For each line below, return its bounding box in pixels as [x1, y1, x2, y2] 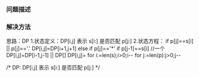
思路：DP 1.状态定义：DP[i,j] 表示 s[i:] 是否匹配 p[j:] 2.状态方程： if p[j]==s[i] [6, 38, 194, 45]
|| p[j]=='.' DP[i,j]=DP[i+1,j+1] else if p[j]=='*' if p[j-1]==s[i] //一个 [6, 45, 166, 52]
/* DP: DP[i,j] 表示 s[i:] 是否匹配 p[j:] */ [6, 64, 100, 71]
